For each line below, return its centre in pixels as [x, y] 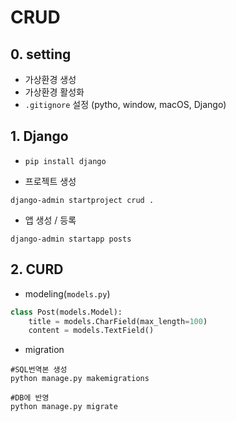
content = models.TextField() [91, 331]
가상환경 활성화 [54, 92]
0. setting [41, 54]
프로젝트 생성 [50, 181]
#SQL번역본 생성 [39, 370]
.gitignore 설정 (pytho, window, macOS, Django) [125, 104]
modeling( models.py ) [67, 293]
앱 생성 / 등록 [50, 220]
